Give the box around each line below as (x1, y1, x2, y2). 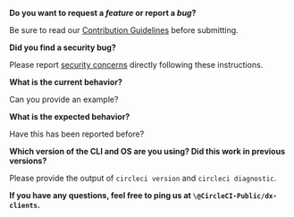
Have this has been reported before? (9, 129, 145, 139)
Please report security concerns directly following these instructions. (9, 60, 264, 70)
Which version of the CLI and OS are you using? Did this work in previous (9, 146, 286, 156)
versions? (9, 155, 47, 166)
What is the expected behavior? (9, 112, 130, 121)
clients (9, 201, 38, 210)
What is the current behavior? (9, 77, 122, 88)
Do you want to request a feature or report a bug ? (9, 8, 197, 18)
